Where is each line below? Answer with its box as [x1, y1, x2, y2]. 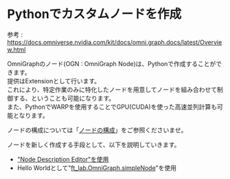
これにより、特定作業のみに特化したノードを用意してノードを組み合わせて [7, 85, 218, 94]
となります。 [12, 111, 49, 119]
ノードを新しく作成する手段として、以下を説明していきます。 [7, 140, 181, 149]
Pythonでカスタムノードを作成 [7, 6, 182, 22]
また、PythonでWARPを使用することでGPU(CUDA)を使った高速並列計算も [7, 103, 218, 111]
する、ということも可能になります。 [12, 94, 115, 102]
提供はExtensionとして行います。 [7, 76, 101, 85]
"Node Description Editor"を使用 [16, 155, 109, 163]
